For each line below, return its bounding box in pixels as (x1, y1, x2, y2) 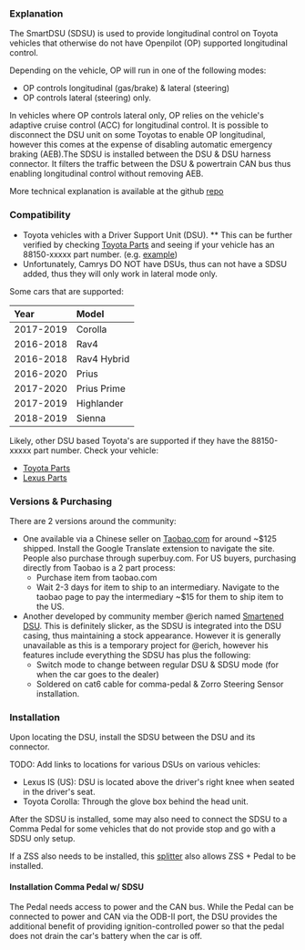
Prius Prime (76, 382, 126, 395)
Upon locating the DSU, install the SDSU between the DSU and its (9, 732, 256, 743)
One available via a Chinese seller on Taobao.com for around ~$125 (22, 532, 278, 544)
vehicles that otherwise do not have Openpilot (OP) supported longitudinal (9, 37, 289, 48)
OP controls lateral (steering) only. (22, 92, 152, 103)
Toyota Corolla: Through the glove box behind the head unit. (22, 796, 249, 807)
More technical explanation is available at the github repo (9, 186, 224, 197)
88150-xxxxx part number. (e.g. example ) (22, 249, 178, 260)
